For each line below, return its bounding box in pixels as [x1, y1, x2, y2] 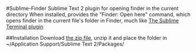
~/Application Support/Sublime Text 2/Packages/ [6, 40, 125, 47]
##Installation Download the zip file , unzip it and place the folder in [6, 35, 167, 41]
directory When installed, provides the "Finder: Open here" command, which [6, 11, 191, 18]
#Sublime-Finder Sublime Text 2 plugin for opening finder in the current [6, 5, 179, 12]
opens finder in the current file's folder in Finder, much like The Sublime [6, 17, 179, 24]
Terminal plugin [6, 23, 44, 30]
